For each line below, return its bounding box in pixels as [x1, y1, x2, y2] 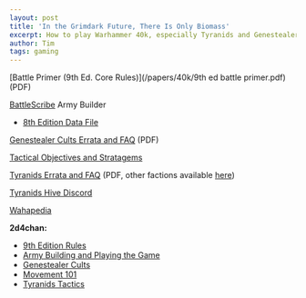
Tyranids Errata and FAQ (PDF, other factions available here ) [9, 170, 235, 181]
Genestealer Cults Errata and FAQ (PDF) [9, 134, 159, 145]
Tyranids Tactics [22, 279, 85, 290]
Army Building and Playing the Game [22, 250, 161, 261]
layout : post [9, 13, 59, 23]
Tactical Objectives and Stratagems [9, 152, 143, 164]
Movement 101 [22, 269, 77, 280]
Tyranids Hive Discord [9, 187, 93, 198]
